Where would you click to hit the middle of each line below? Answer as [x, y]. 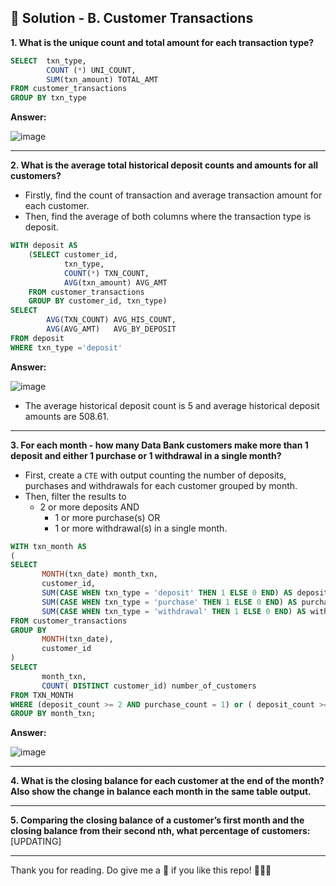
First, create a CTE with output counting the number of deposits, [155, 475]
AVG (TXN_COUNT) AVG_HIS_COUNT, [111, 320]
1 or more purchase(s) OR [107, 517]
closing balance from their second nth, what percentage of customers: [160, 831]
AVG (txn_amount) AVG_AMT [115, 282]
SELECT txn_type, [48, 61]
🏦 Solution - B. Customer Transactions [132, 18]
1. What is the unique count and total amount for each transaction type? [162, 42]
